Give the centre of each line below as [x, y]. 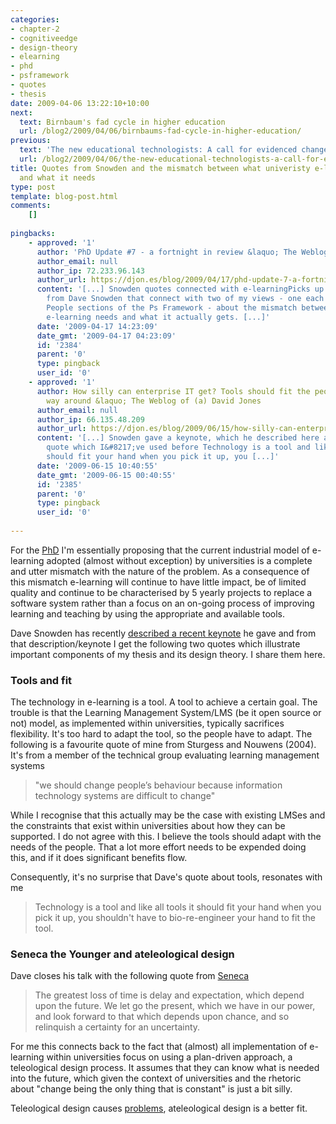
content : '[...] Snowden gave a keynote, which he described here [178, 438]
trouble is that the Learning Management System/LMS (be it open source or [166, 713]
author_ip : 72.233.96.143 [90, 271]
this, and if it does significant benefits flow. [99, 858]
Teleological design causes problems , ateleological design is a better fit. [159, 1108]
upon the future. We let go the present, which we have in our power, [175, 1006]
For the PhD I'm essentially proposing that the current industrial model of [160, 550]
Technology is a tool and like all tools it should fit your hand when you [178, 907]
